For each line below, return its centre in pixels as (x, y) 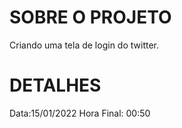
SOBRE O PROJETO (90, 17)
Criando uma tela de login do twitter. (84, 45)
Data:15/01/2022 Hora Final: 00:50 (80, 113)
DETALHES (55, 85)
